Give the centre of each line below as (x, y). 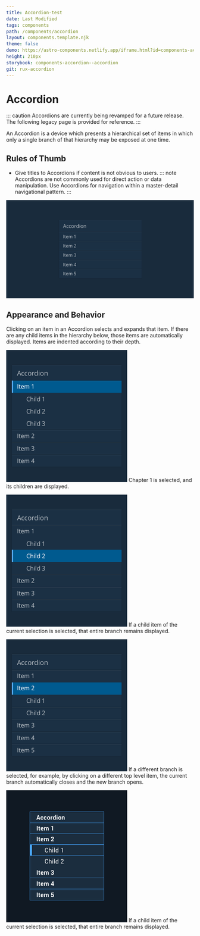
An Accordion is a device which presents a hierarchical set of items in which (100, 133)
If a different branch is (156, 769)
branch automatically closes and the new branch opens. (75, 782)
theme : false (22, 44)
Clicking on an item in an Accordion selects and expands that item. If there (97, 329)
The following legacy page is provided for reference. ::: (74, 122)
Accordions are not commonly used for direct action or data (88, 179)
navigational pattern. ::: (43, 192)
